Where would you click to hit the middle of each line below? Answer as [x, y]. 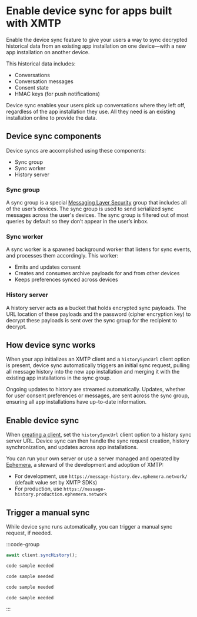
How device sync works [51, 345]
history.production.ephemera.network [61, 494]
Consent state [31, 87]
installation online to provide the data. [51, 118]
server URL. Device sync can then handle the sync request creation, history [98, 441]
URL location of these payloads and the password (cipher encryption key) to [98, 314]
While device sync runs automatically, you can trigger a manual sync [89, 527]
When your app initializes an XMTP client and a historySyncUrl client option [98, 359]
